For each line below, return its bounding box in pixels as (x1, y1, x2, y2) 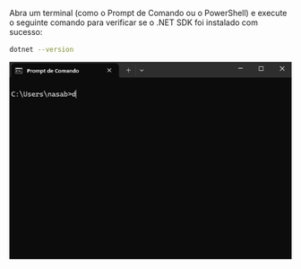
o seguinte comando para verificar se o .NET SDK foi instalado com (9, 17, 258, 28)
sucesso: (9, 27, 43, 37)
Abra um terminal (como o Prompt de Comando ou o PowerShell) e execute (9, 8, 288, 18)
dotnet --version (9, 45, 74, 54)
